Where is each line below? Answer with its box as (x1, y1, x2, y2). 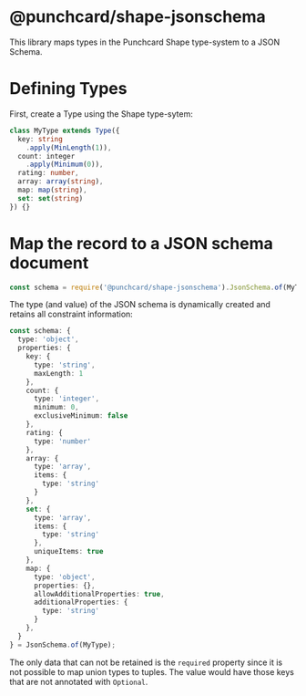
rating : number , (17, 169, 79, 178)
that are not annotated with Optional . (9, 676, 148, 687)
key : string (17, 134, 64, 143)
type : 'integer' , (33, 394, 100, 403)
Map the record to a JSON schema (9, 233, 273, 254)
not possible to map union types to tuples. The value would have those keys (9, 666, 294, 677)
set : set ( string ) (17, 193, 84, 203)
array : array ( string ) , (17, 177, 104, 186)
